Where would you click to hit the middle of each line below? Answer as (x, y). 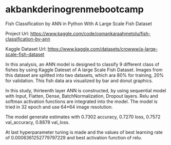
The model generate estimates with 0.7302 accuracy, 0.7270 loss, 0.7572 (83, 117)
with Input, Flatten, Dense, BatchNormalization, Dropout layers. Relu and (82, 96)
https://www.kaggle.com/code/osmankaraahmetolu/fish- (90, 33)
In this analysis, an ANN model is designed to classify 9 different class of (82, 64)
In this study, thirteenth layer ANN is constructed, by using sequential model (86, 90)
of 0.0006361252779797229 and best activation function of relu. (74, 137)
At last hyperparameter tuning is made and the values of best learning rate (84, 132)
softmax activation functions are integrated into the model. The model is (81, 101)
